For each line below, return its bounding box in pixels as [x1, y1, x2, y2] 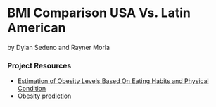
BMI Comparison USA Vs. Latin [7, 5, 191, 21]
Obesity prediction [17, 92, 72, 100]
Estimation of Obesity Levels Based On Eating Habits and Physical [17, 77, 209, 85]
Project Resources [7, 61, 72, 70]
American [7, 20, 66, 36]
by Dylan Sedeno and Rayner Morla [7, 43, 110, 51]
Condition [17, 84, 46, 93]
